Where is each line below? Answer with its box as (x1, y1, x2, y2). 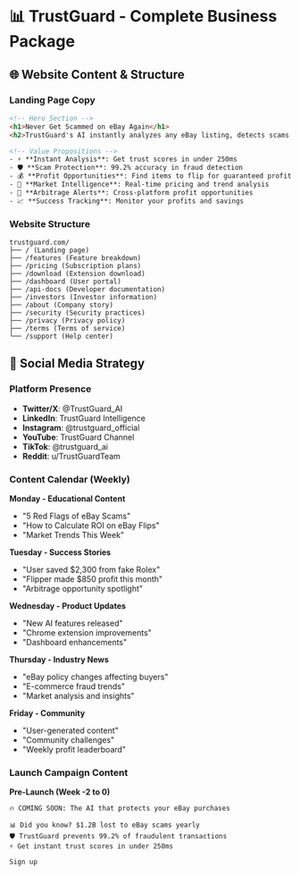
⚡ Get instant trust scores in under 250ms (9, 842, 174, 851)
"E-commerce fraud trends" (21, 680, 126, 692)
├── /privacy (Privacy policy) (9, 316, 126, 325)
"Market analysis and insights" (21, 690, 136, 701)
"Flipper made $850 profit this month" (21, 573, 163, 585)
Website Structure (9, 217, 91, 230)
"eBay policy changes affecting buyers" (21, 671, 169, 682)
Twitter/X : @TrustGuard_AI (21, 403, 123, 414)
